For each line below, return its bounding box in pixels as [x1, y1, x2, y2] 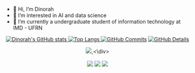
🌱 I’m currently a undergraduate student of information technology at [12, 18, 181, 25]
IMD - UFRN [12, 24, 43, 31]
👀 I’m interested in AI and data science [12, 12, 107, 19]
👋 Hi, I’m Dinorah [12, 6, 54, 12]
